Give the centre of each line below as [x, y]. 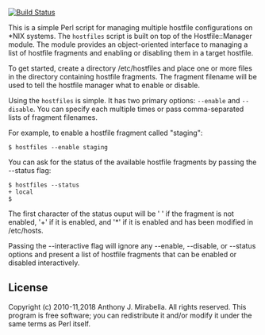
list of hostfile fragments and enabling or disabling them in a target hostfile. [131, 53]
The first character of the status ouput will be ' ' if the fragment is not [121, 214]
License [28, 288]
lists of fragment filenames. [53, 117]
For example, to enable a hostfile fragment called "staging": [106, 133]
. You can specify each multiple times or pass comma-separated [138, 109]
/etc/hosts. [26, 231]
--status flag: [30, 170]
